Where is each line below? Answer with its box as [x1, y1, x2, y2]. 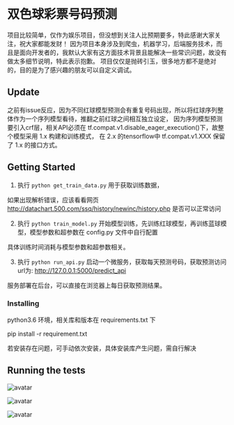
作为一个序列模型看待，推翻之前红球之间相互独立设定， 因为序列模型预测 [13, 114, 223, 123]
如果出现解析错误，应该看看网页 [7, 195, 99, 204]
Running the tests [7, 364, 86, 377]
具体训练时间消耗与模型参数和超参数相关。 [7, 242, 130, 251]
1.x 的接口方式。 [15, 140, 61, 149]
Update [7, 87, 40, 98]
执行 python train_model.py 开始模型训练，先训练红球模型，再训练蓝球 [17, 219, 221, 228]
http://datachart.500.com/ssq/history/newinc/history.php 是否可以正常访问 [7, 204, 221, 213]
